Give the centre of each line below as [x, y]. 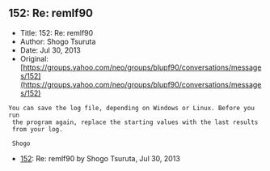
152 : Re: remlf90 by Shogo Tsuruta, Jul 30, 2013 [100, 158]
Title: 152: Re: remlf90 [57, 32]
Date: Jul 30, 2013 [50, 50]
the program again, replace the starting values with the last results [135, 122]
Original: [34, 58]
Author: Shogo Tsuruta [58, 41]
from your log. [37, 129]
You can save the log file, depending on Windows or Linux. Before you [131, 108]
